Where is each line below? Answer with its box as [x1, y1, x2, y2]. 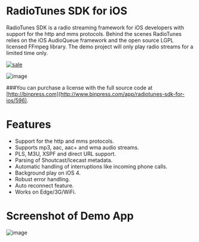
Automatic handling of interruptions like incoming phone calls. [14, 163, 168, 170]
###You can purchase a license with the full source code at [6, 84, 153, 91]
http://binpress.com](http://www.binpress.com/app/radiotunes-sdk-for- [8, 90, 185, 97]
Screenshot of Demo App [6, 209, 134, 223]
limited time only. [6, 49, 48, 56]
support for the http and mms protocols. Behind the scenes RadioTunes [6, 30, 182, 37]
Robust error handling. [14, 175, 71, 183]
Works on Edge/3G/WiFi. [14, 188, 76, 195]
